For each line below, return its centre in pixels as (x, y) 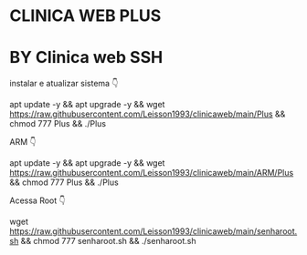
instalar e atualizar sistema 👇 (64, 84)
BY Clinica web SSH (86, 58)
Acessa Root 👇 (37, 200)
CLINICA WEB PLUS (85, 16)
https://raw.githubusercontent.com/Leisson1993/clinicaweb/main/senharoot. (153, 231)
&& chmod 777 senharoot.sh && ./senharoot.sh (108, 241)
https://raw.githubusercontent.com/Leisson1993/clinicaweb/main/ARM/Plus (152, 173)
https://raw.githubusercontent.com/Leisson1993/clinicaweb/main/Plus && (148, 114)
